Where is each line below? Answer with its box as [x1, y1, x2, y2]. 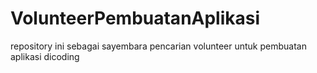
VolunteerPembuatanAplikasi [10, 7, 261, 30]
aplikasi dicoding [10, 50, 80, 62]
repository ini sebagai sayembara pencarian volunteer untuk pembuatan [10, 40, 307, 52]
